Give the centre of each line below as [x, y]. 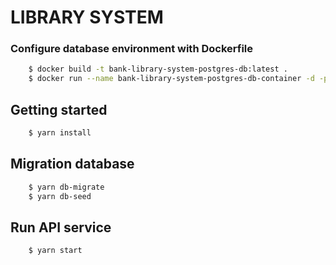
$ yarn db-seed [60, 196]
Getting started [59, 109]
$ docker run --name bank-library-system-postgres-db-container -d [171, 79]
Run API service [61, 227]
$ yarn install [60, 133]
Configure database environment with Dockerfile [132, 49]
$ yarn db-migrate [66, 187]
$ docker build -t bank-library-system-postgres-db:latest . [158, 69]
